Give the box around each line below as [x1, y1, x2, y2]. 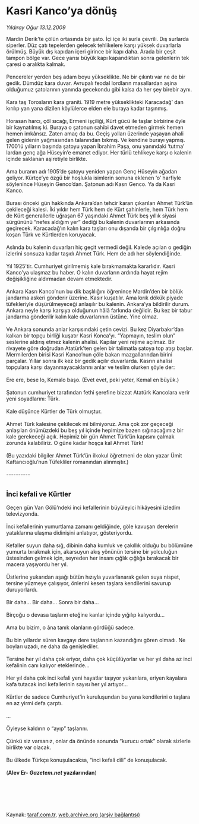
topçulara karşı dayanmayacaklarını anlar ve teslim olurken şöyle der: [6, 364, 175, 371]
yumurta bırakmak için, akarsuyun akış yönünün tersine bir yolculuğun [6, 548, 178, 555]
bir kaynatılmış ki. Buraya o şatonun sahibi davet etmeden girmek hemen [6, 124, 184, 131]
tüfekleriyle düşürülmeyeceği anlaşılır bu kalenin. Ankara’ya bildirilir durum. [6, 300, 190, 307]
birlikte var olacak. [6, 744, 52, 751]
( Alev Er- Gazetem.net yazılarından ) [6, 769, 97, 776]
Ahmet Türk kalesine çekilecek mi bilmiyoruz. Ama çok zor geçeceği [6, 420, 173, 427]
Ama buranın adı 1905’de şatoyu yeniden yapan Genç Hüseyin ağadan [6, 168, 178, 175]
